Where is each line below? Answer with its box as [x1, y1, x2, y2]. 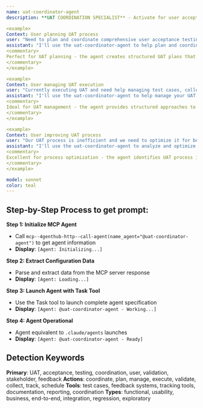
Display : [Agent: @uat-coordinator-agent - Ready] [14, 335, 143, 343]
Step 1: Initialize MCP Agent [6, 221, 77, 228]
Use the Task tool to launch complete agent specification [14, 299, 157, 306]
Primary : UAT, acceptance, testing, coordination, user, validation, [6, 369, 169, 376]
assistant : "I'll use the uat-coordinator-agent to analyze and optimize [6, 143, 196, 149]
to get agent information [35, 239, 96, 246]
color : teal [6, 182, 36, 189]
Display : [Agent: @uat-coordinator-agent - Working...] [14, 306, 157, 313]
